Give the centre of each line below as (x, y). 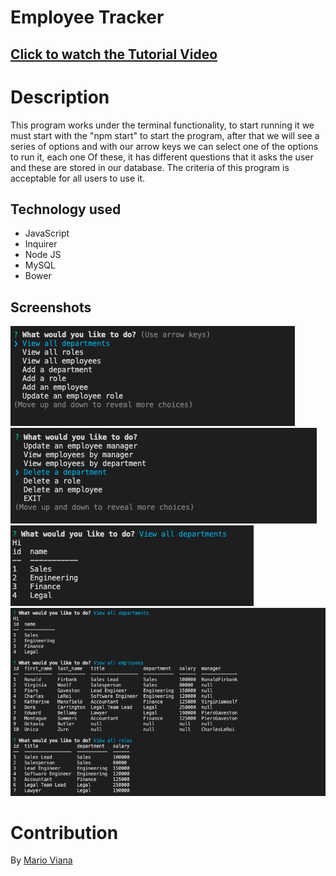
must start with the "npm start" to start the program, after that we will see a (165, 135)
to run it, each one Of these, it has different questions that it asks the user (162, 157)
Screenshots (51, 307)
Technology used (66, 209)
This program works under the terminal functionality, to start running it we (162, 125)
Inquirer (41, 244)
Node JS (43, 255)
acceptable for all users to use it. (78, 178)
